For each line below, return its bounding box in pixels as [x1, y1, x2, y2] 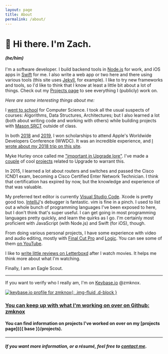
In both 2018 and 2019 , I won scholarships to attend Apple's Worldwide [5, 132, 151, 138]
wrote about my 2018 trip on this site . [5, 143, 82, 149]
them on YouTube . [5, 240, 43, 246]
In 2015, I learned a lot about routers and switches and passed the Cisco [5, 168, 154, 174]
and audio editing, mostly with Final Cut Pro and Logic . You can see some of [5, 235, 162, 241]
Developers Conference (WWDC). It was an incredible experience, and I [5, 138, 153, 144]
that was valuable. [5, 184, 43, 190]
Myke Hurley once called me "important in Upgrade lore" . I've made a [5, 153, 148, 159]
